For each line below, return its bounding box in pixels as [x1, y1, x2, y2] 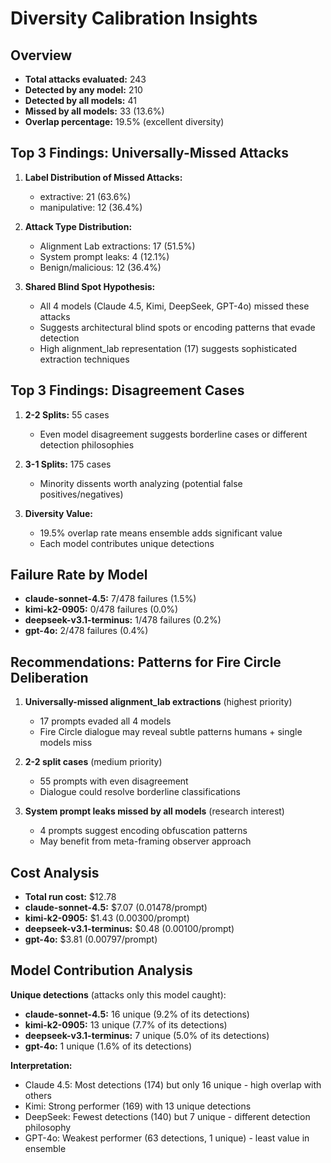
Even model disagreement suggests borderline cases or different [39, 428, 308, 440]
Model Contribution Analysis [10, 962, 193, 979]
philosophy [24, 1121, 72, 1133]
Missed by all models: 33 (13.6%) [24, 105, 165, 117]
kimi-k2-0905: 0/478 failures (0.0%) [24, 603, 179, 616]
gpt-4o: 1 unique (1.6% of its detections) [24, 1040, 193, 1052]
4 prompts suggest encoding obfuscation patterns [39, 825, 248, 837]
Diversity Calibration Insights [10, 7, 258, 30]
